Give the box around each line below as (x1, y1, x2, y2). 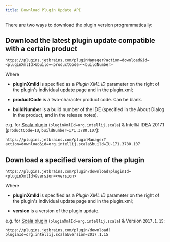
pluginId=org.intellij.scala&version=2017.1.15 (5, 232, 109, 237)
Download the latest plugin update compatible (5, 36, 156, 45)
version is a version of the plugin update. (12, 208, 100, 214)
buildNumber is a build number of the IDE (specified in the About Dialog (12, 106, 165, 113)
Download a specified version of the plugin (5, 156, 144, 164)
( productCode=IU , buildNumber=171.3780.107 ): (5, 127, 100, 134)
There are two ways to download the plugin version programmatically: (5, 21, 153, 28)
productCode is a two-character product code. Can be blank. (12, 97, 143, 103)
